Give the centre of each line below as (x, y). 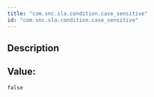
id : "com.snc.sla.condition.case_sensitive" (73, 20)
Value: (22, 72)
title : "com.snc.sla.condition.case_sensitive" (78, 14)
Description (33, 48)
